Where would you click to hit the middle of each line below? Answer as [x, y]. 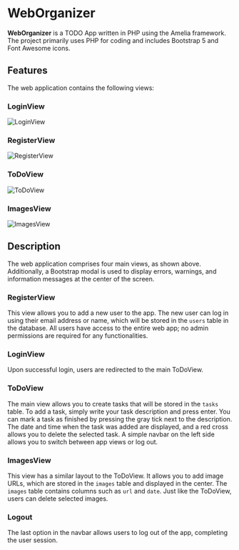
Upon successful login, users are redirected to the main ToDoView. [105, 370]
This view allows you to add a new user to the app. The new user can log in [118, 313]
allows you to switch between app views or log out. [83, 441]
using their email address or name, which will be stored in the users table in [118, 321]
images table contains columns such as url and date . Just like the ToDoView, [119, 491]
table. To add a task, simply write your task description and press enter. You [119, 411]
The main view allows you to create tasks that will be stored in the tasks [113, 404]
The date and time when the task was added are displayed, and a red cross [118, 426]
